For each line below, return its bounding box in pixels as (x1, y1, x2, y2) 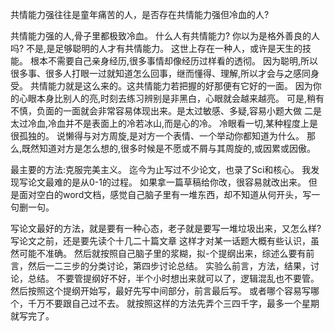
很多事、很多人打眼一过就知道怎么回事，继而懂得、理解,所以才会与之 (10, 68, 294, 79)
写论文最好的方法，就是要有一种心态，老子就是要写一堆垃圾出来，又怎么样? (10, 223, 322, 234)
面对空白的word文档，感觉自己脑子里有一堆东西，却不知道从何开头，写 (18, 189, 312, 200)
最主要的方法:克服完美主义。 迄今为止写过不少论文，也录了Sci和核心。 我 (10, 164, 312, 175)
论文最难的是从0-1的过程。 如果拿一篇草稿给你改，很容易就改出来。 (27, 176, 307, 188)
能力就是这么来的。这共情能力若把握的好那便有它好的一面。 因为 (47, 80, 313, 92)
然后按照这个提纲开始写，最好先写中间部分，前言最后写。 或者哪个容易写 (10, 285, 311, 297)
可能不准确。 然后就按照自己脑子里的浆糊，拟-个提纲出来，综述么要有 (18, 248, 307, 259)
